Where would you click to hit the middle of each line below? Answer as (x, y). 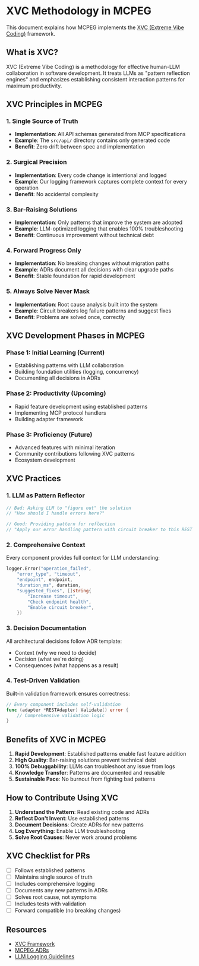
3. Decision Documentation (46, 628)
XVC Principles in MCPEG (54, 104)
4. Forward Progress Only (44, 250)
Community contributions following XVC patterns (75, 453)
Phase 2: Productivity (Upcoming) (56, 393)
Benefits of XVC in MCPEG (56, 739)
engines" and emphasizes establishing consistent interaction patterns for (96, 79)
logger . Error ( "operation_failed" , (49, 569)
